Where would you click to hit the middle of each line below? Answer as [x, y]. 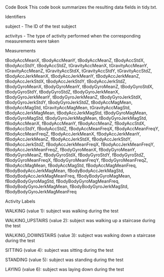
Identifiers [16, 17]
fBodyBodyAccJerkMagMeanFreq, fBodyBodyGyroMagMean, [68, 176]
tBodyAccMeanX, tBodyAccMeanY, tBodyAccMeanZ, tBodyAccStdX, [75, 60]
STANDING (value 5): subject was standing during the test [64, 260]
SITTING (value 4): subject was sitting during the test [59, 250]
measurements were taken [32, 41]
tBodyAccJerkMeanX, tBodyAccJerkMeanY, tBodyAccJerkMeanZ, [73, 76]
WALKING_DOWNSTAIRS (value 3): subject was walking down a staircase [80, 235]
